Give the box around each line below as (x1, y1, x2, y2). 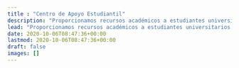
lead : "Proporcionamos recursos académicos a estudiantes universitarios (7, 23, 231, 30)
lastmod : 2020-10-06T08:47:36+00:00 (7, 37, 116, 44)
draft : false (7, 43, 46, 50)
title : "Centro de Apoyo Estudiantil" (7, 10, 126, 18)
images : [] (7, 50, 40, 57)
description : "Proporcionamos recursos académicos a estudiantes (7, 17, 205, 24)
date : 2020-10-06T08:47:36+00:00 (7, 30, 107, 38)
